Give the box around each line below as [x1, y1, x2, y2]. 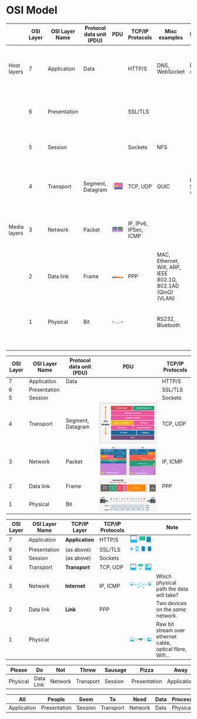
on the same [156, 606, 186, 613]
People [47, 696, 66, 703]
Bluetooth [157, 321, 181, 329]
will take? [156, 592, 179, 599]
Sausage [104, 666, 127, 673]
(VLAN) [157, 295, 175, 302]
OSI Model [6, 4, 57, 17]
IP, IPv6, [128, 220, 148, 227]
